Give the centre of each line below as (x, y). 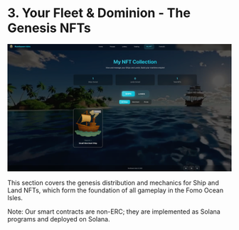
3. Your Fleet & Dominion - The (99, 13)
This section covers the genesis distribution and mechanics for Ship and (113, 183)
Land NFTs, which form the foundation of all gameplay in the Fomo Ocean (116, 190)
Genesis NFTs (49, 28)
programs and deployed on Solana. (59, 219)
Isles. (15, 198)
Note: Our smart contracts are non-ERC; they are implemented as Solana (114, 212)
